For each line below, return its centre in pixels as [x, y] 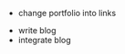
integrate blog [44, 40]
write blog [37, 30]
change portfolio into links [67, 13]
